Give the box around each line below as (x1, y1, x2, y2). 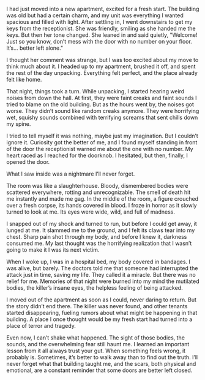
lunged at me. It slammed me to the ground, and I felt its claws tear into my (6, 227, 195, 234)
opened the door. (6, 158, 50, 165)
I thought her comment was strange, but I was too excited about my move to (6, 56, 199, 63)
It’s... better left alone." (6, 44, 63, 52)
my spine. (6, 120, 31, 128)
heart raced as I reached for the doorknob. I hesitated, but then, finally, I (6, 152, 188, 159)
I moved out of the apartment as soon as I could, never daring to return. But (6, 296, 197, 303)
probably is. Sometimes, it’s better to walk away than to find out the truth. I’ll (6, 354, 198, 361)
